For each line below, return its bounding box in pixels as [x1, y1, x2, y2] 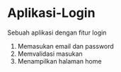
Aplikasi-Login [7, 5, 96, 21]
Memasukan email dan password [17, 42, 115, 50]
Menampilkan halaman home [17, 56, 102, 65]
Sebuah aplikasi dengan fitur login [7, 28, 107, 37]
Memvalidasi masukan [17, 49, 83, 58]
